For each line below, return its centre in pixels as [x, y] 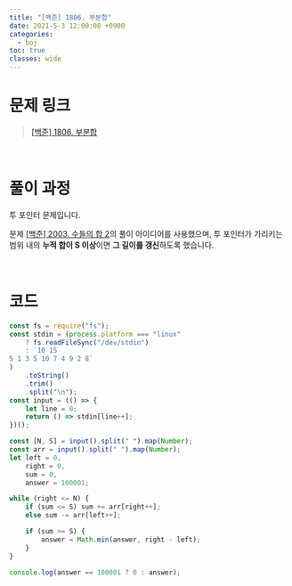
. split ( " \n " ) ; [51, 392]
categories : [31, 34]
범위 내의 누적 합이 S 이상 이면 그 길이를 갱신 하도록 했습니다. [112, 245]
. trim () [39, 384]
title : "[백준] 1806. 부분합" [61, 17]
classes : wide [36, 59]
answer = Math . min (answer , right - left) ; [121, 540]
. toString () [47, 376]
